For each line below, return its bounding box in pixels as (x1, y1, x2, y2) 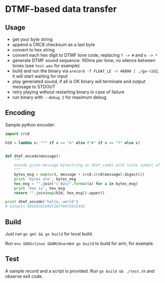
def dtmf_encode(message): (5, 154, 61, 159)
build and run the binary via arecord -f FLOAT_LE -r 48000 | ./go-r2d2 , (12, 68, 160, 74)
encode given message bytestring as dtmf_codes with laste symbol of (14, 163, 161, 168)
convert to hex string (12, 47, 55, 53)
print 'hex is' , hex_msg (14, 186, 65, 191)
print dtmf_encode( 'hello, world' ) (5, 199, 79, 204)
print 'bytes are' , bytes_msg (14, 176, 77, 181)
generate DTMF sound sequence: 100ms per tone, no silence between (12, 57, 156, 63)
